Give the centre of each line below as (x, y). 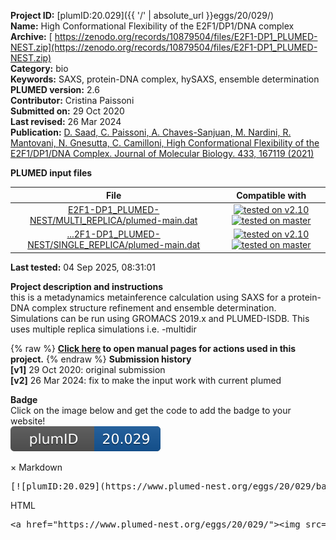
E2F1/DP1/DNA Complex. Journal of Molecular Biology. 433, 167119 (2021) (162, 153)
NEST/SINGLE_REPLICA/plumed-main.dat (114, 244)
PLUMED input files (51, 173)
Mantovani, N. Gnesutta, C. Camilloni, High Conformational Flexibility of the (165, 143)
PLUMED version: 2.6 (55, 89)
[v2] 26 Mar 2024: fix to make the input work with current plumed (146, 380)
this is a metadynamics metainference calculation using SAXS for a (148, 297)
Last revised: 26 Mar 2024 (66, 121)
